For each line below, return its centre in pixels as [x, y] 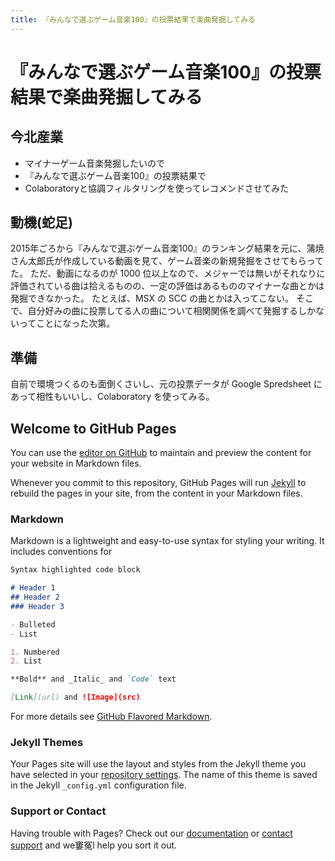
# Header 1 [33, 588]
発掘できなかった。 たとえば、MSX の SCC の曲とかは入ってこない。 [152, 298]
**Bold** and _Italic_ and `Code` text [93, 679]
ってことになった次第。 [67, 323]
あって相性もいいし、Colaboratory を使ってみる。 [112, 397]
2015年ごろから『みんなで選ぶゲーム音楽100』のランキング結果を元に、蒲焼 [167, 248]
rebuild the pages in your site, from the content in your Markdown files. [156, 493]
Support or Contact [58, 811]
